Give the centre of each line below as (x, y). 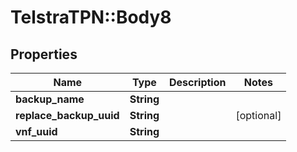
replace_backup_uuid (67, 115)
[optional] (258, 115)
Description (198, 82)
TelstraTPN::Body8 (91, 17)
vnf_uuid (36, 131)
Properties (44, 54)
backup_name (50, 99)
